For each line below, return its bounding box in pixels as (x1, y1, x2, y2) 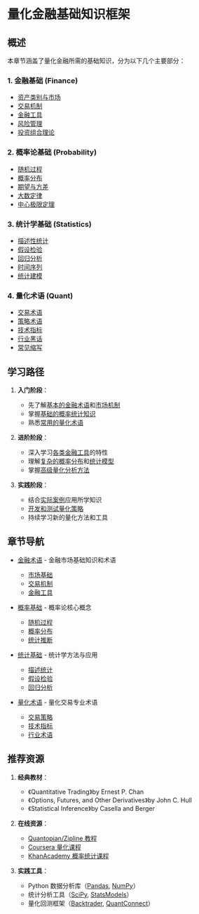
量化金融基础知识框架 (7, 6, 131, 22)
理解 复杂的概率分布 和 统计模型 (27, 457, 114, 465)
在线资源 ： (17, 819, 49, 828)
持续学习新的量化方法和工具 (27, 514, 109, 521)
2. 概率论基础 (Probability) (7, 148, 97, 157)
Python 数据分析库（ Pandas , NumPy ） (27, 881, 139, 889)
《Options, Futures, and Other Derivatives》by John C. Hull (27, 795, 193, 804)
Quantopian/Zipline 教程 (27, 834, 97, 842)
